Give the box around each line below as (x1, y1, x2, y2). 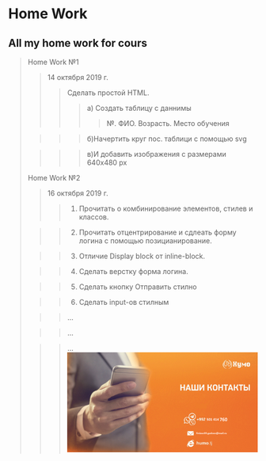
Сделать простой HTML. (66, 88, 150, 97)
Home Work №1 (27, 57, 79, 67)
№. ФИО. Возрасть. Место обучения (106, 119, 230, 128)
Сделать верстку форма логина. (78, 267, 188, 276)
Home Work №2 (27, 173, 81, 182)
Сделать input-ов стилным (78, 298, 169, 307)
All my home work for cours (8, 36, 148, 50)
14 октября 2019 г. (47, 73, 109, 82)
